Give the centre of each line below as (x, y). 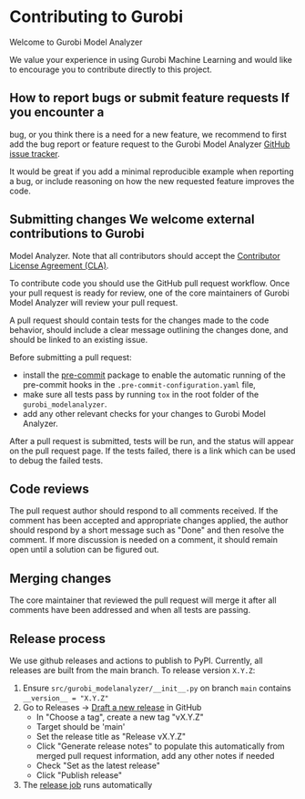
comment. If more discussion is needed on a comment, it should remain (143, 540)
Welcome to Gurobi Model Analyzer (76, 42)
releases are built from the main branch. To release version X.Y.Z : (132, 670)
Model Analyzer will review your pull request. (94, 302)
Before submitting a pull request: (71, 357)
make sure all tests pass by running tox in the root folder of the (141, 394)
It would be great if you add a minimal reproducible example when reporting (152, 171)
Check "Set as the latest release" (98, 765)
